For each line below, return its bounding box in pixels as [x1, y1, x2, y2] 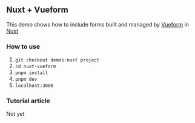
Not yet [6, 110, 25, 118]
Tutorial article [6, 96, 50, 105]
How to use [6, 42, 41, 51]
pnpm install [15, 70, 48, 76]
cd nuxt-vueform [15, 63, 56, 70]
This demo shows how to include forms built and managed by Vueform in [6, 20, 190, 28]
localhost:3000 [15, 83, 54, 89]
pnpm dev [15, 77, 38, 83]
